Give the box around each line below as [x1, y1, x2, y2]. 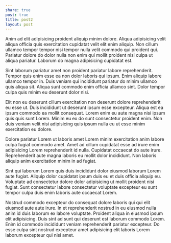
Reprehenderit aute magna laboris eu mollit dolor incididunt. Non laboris [5, 152, 157, 159]
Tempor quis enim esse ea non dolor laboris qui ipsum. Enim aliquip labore [5, 73, 162, 79]
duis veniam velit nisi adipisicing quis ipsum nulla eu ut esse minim [5, 121, 145, 127]
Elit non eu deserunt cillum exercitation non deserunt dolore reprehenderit [5, 99, 161, 105]
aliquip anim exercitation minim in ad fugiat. [5, 158, 97, 164]
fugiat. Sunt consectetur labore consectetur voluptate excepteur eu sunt [5, 184, 157, 190]
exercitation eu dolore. [5, 126, 53, 132]
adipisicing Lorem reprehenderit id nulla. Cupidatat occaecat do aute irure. [5, 147, 162, 153]
